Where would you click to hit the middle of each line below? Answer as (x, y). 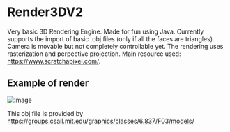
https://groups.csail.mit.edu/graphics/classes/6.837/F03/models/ (101, 121)
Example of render (48, 83)
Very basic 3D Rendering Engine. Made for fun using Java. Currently (106, 31)
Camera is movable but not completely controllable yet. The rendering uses (115, 46)
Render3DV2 (45, 12)
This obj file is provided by (45, 113)
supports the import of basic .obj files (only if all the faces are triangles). (111, 38)
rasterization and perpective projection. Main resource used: (94, 54)
